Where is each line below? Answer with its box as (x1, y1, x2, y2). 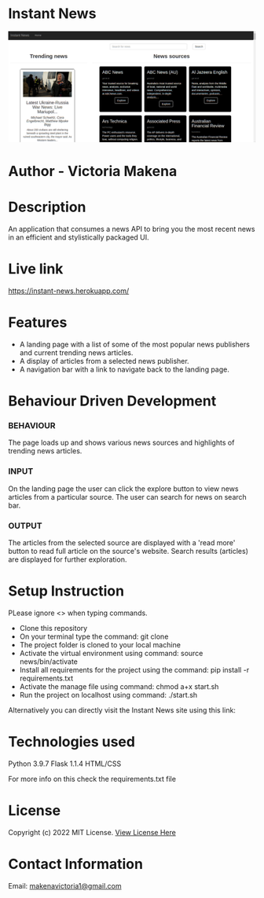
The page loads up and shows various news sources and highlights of (8, 438, 235, 448)
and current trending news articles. (19, 347, 134, 357)
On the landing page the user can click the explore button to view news (8, 484, 239, 493)
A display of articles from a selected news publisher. (19, 356, 190, 365)
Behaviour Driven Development (8, 392, 217, 410)
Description (8, 198, 86, 216)
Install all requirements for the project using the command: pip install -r (19, 665, 250, 674)
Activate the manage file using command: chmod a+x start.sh (19, 681, 219, 691)
